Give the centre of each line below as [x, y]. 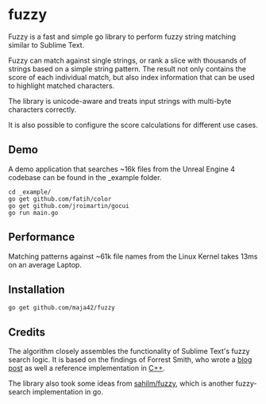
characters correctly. [42, 110]
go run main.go [33, 213]
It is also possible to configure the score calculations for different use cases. [133, 125]
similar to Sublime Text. [46, 44]
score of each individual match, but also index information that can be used [132, 77]
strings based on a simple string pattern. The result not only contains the [127, 68]
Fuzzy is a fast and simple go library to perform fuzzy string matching [122, 37]
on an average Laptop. [45, 264]
